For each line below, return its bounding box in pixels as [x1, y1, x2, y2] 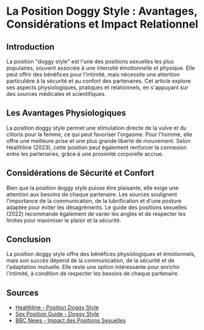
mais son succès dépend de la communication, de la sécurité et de [6, 257, 175, 264]
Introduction [6, 42, 55, 52]
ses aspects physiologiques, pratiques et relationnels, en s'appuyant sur [6, 84, 189, 91]
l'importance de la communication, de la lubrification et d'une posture [6, 197, 182, 204]
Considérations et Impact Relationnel [6, 17, 199, 31]
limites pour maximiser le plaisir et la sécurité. [6, 216, 122, 224]
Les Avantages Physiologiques [6, 108, 126, 119]
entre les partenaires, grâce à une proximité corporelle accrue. [6, 150, 164, 157]
